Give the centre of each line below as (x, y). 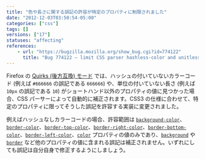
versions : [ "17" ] (28, 35)
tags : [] (17, 29)
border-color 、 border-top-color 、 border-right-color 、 (77, 127)
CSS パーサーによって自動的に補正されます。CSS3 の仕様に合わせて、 (105, 98)
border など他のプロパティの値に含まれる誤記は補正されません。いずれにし (101, 142)
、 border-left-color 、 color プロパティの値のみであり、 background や (108, 135)
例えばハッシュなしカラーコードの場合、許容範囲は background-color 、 (96, 119)
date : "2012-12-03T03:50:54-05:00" (52, 18)
